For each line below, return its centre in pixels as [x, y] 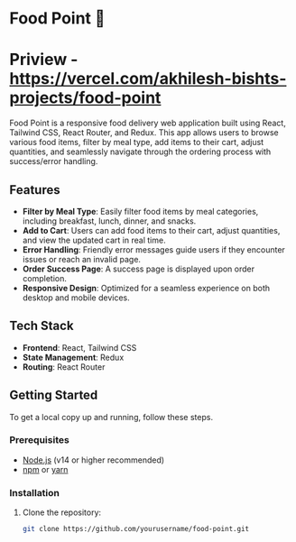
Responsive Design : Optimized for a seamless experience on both [146, 288]
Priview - [44, 60]
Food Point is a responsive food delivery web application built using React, [148, 123]
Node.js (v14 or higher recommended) [93, 460]
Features [35, 190]
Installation [35, 492]
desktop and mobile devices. [76, 298]
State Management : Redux [73, 357]
